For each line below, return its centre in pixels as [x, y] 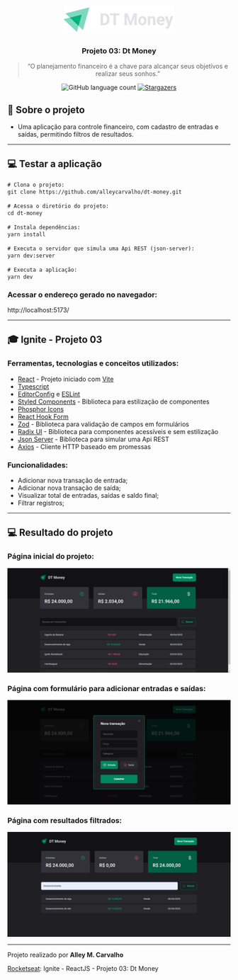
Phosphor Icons [41, 409]
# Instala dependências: [44, 227]
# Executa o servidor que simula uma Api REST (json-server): [101, 249]
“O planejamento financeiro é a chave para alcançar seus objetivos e [128, 67]
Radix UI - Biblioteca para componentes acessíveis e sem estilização [118, 431]
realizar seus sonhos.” [128, 74]
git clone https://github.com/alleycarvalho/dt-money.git [95, 192]
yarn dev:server [31, 256]
